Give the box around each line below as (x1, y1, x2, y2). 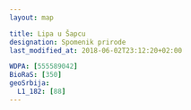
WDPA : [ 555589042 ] (9, 62, 78, 72)
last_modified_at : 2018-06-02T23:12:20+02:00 (9, 46, 182, 55)
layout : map (9, 13, 54, 22)
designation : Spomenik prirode (9, 38, 126, 47)
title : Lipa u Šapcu (9, 29, 87, 38)
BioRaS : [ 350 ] (9, 71, 63, 80)
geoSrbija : (9, 79, 50, 88)
